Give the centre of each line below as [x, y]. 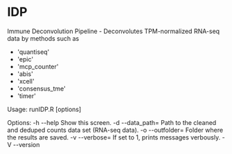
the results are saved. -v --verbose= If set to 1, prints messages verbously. [114, 137]
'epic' [25, 59]
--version [26, 144]
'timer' [26, 96]
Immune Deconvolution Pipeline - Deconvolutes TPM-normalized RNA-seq [114, 31]
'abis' [25, 74]
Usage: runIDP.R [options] [44, 109]
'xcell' [26, 81]
